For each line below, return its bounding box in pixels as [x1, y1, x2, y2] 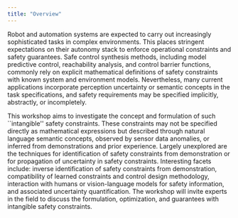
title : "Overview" [7, 10, 62, 18]
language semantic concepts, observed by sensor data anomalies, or [7, 134, 210, 143]
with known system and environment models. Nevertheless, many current [7, 75, 223, 84]
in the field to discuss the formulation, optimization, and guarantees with [7, 195, 219, 203]
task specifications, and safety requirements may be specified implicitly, [7, 90, 219, 99]
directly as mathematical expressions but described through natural [7, 126, 205, 135]
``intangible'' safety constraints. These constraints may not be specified [7, 119, 218, 128]
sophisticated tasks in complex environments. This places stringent [7, 37, 205, 46]
